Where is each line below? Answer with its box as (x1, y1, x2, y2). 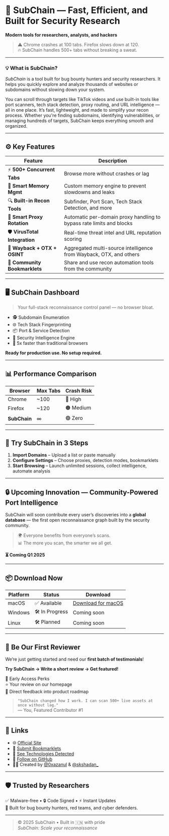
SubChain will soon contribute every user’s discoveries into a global (5, 512, 146, 518)
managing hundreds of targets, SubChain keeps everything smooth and (5, 118, 153, 124)
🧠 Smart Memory (8, 182, 49, 190)
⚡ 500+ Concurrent (8, 166, 55, 173)
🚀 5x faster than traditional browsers (12, 340, 88, 346)
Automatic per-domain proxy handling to (63, 214, 161, 221)
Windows (8, 609, 30, 616)
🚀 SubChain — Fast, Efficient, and (5, 5, 148, 16)
